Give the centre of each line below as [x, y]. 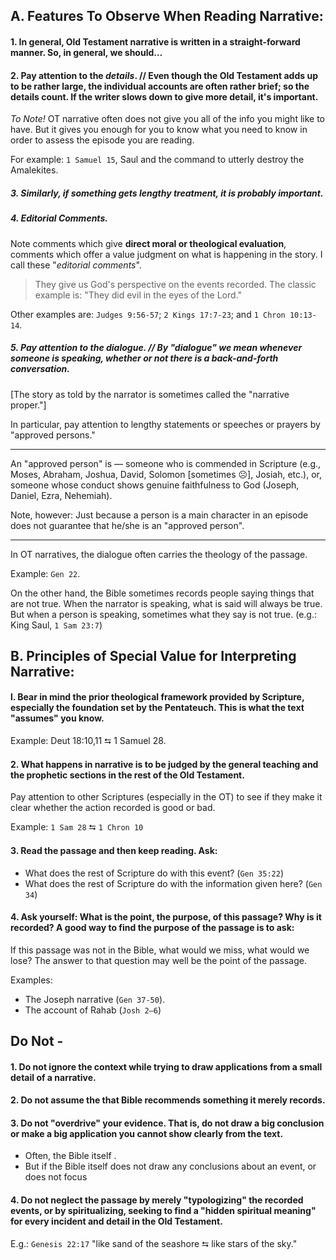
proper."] [28, 405]
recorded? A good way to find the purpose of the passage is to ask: [152, 928]
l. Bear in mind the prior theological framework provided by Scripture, [157, 697]
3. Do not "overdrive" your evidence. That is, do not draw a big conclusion [167, 1123]
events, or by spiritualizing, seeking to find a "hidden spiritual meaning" [163, 1211]
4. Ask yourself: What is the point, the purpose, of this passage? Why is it [166, 917]
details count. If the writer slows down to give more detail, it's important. [164, 96]
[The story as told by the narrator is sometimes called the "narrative [150, 394]
